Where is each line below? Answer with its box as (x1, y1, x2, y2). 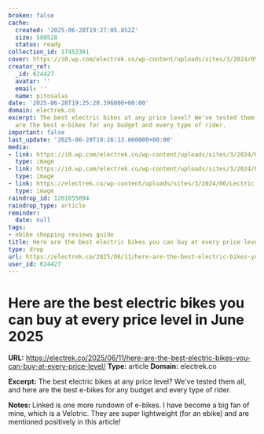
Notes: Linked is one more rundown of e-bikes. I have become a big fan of (8, 400, 250, 410)
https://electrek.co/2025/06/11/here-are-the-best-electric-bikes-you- (25, 353, 251, 362)
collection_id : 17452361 (8, 48, 90, 56)
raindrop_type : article (8, 201, 86, 209)
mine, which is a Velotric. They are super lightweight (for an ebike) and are (8, 409, 250, 418)
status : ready (15, 41, 61, 49)
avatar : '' (15, 77, 51, 85)
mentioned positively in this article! (8, 417, 121, 427)
